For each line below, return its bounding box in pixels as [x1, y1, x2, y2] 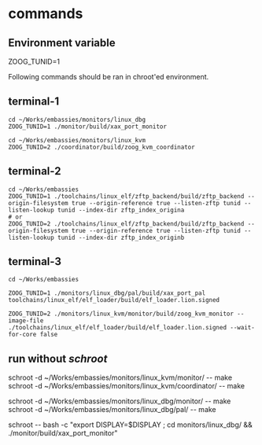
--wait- [230, 324, 256, 332]
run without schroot [8, 351, 108, 366]
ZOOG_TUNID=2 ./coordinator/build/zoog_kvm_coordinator [8, 143, 195, 151]
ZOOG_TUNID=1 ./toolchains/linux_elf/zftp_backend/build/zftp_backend [8, 192, 245, 200]
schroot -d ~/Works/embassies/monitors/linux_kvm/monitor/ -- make [8, 373, 233, 382]
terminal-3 [8, 255, 61, 268]
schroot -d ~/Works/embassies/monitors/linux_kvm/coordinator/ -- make [8, 381, 245, 391]
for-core [8, 331, 37, 339]
